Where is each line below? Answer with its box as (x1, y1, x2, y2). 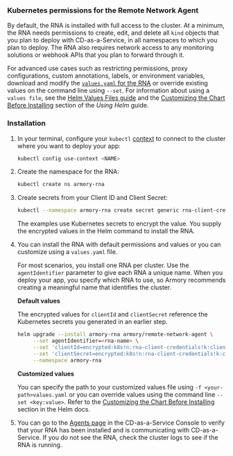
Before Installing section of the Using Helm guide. (7, 101, 149, 110)
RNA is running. (17, 440, 62, 449)
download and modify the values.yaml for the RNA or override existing (7, 79, 208, 87)
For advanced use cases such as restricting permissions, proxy (7, 65, 189, 73)
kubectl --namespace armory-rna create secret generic (17, 207, 180, 214)
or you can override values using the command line (69, 390, 216, 398)
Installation (7, 119, 46, 128)
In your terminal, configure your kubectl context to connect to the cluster (17, 134, 226, 142)
